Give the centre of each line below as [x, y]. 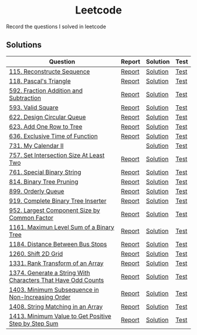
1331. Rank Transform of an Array [56, 263]
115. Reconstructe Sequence [50, 71]
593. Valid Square [34, 108]
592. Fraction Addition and [46, 91]
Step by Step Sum [34, 323]
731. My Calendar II [36, 146]
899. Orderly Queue [37, 191]
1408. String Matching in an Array [56, 306]
